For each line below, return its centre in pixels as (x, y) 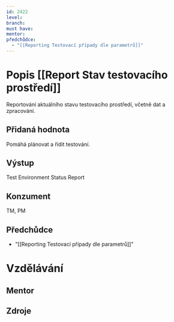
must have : (20, 29)
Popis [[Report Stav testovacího (87, 75)
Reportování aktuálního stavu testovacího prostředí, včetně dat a (86, 104)
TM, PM (16, 211)
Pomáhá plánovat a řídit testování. (48, 144)
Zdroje (19, 311)
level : (14, 17)
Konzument (28, 196)
